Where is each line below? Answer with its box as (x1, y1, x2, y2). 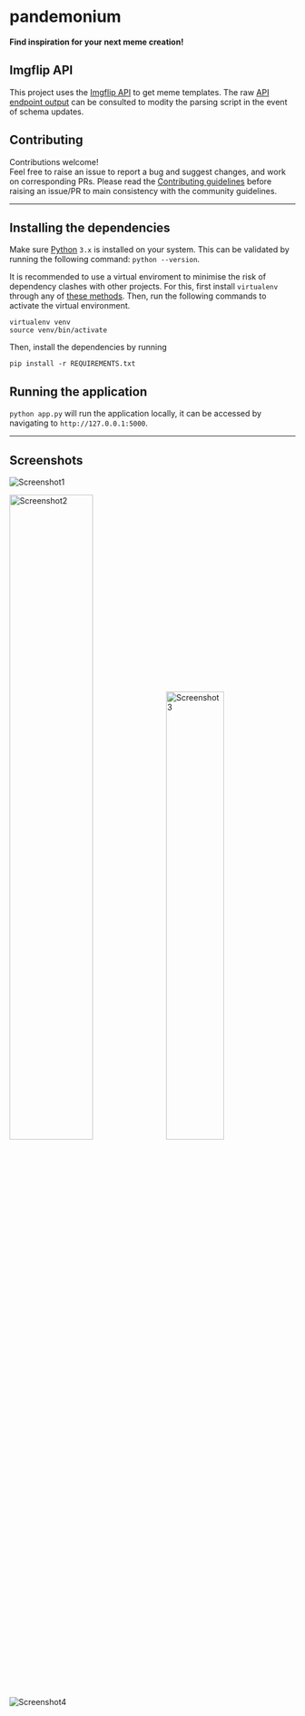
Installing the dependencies (9, 220, 171, 235)
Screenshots (9, 452, 84, 468)
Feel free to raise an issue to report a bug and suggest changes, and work (9, 166, 286, 177)
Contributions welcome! (9, 156, 99, 167)
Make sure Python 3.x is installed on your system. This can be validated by (9, 244, 290, 255)
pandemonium (9, 6, 122, 27)
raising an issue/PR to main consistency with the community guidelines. (9, 185, 278, 196)
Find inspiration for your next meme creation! (9, 36, 184, 47)
